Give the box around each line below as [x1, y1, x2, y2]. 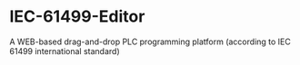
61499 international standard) [9, 45, 120, 56]
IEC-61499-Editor [9, 6, 145, 27]
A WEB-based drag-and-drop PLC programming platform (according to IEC [9, 36, 291, 47]
